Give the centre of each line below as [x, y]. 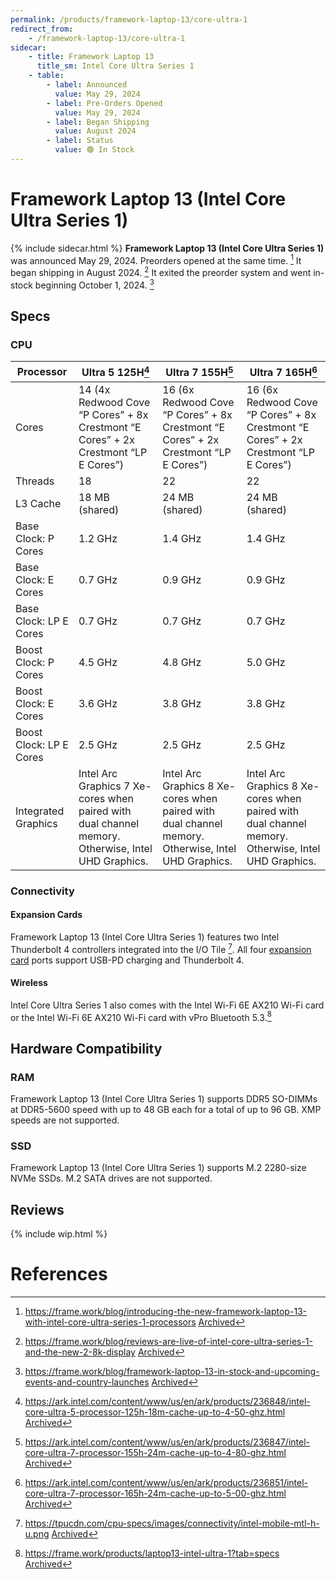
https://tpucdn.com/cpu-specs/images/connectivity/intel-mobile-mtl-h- [172, 1523]
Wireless [29, 983]
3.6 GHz [98, 703]
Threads [35, 481]
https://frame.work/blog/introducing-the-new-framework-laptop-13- [166, 1312]
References [59, 1274]
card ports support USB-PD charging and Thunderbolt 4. [127, 960]
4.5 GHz [98, 662]
